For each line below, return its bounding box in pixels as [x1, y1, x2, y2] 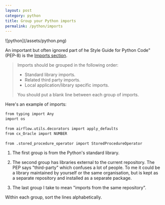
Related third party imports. [24, 77, 81, 83]
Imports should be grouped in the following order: [17, 62, 119, 68]
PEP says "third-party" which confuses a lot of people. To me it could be [12, 164, 161, 170]
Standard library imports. [24, 72, 76, 78]
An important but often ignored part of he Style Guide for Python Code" [5, 47, 151, 53]
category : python [5, 13, 41, 18]
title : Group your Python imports [5, 18, 77, 23]
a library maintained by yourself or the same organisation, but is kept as [12, 170, 159, 176]
